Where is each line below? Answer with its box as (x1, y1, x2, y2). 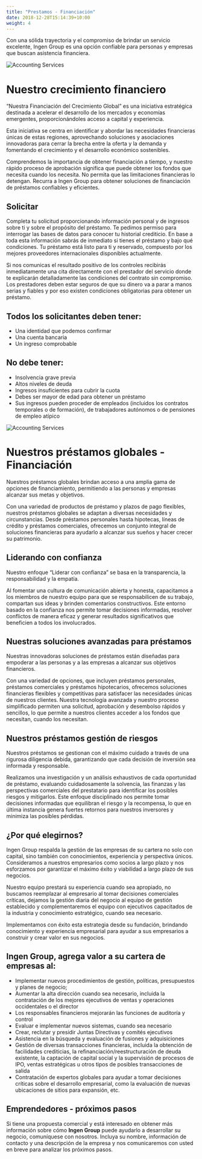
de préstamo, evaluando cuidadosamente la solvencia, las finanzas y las (6, 781, 186, 788)
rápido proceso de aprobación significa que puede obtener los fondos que (6, 165, 192, 172)
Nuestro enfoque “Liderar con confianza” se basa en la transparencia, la (6, 569, 186, 576)
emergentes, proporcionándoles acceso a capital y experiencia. (6, 116, 165, 123)
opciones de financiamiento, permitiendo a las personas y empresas (6, 484, 176, 492)
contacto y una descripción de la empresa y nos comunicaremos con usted (6, 1139, 194, 1146)
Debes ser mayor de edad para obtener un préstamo (14, 393, 146, 400)
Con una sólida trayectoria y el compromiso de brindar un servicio (6, 37, 171, 44)
